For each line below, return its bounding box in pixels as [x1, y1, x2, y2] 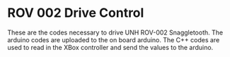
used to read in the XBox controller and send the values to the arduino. [7, 43, 214, 51]
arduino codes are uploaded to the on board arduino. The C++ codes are [7, 35, 220, 44]
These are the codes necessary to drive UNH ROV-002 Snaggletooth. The [7, 28, 224, 37]
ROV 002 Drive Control [7, 5, 144, 21]
